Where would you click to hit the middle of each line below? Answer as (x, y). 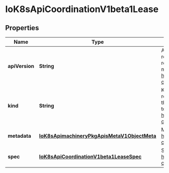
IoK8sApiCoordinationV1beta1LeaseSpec (90, 157)
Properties (22, 28)
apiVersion (21, 66)
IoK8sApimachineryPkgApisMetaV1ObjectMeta (98, 136)
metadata (19, 136)
